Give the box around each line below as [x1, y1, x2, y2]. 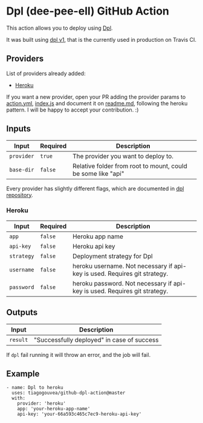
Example [6, 368, 40, 379]
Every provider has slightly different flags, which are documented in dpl [6, 185, 184, 192]
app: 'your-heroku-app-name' [17, 406, 91, 412]
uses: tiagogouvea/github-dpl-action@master [11, 390, 126, 396]
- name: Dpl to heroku [6, 385, 63, 391]
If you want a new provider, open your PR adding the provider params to [6, 93, 186, 101]
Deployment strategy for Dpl [72, 251, 153, 260]
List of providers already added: [6, 70, 86, 77]
